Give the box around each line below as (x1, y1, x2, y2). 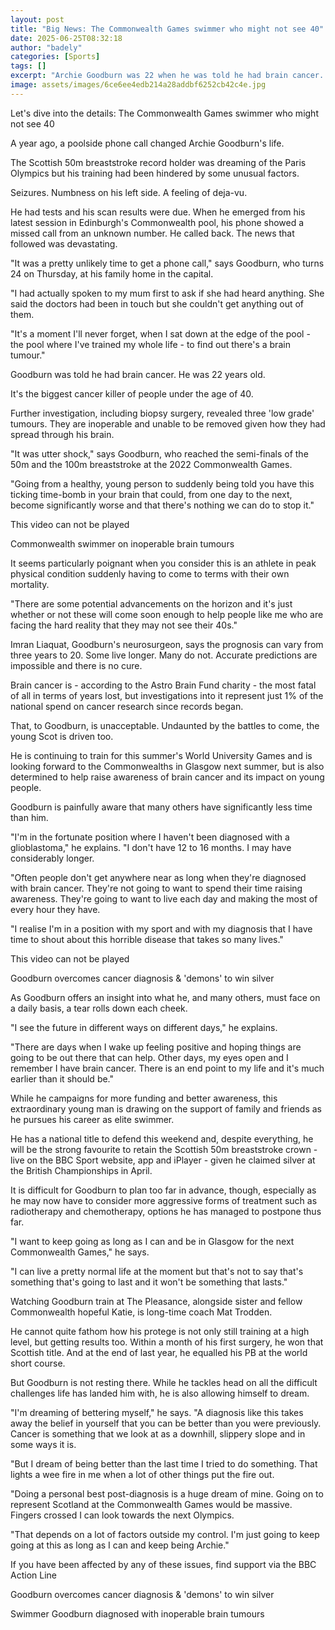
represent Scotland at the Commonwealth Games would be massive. (10, 1498, 293, 1510)
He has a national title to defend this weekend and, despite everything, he (10, 1132, 314, 1145)
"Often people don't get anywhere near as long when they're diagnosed (10, 871, 307, 883)
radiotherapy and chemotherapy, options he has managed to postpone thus (10, 1205, 322, 1217)
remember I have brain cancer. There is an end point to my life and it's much (10, 1062, 325, 1074)
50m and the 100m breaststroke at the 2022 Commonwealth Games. (10, 458, 293, 470)
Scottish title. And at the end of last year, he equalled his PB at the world (10, 1346, 308, 1358)
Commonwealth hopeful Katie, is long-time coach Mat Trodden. (10, 1306, 273, 1318)
